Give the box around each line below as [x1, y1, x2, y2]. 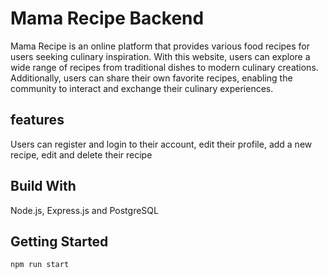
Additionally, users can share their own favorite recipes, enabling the [10, 72, 293, 84]
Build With [10, 178, 77, 195]
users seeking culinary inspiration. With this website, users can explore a [10, 50, 311, 62]
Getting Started [10, 233, 109, 250]
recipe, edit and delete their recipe [10, 148, 153, 161]
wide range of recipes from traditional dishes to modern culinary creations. [10, 61, 319, 73]
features [10, 112, 65, 129]
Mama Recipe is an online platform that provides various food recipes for [10, 40, 311, 52]
